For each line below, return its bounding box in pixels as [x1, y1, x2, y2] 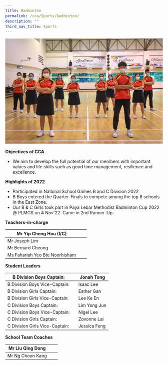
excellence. [12, 169, 36, 175]
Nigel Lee [78, 309, 98, 315]
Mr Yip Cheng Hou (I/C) [16, 230, 67, 236]
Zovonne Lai [78, 316, 104, 322]
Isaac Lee [78, 281, 98, 287]
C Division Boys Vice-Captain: [7, 309, 70, 315]
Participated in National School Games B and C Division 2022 [12, 188, 139, 195]
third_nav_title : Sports [5, 24, 57, 29]
